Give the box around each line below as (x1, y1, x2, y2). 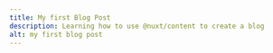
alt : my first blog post (9, 30, 103, 39)
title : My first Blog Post (9, 13, 111, 22)
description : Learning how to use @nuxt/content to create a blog (9, 22, 265, 31)
